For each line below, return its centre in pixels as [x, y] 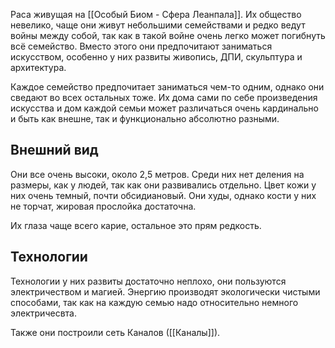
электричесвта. [43, 313]
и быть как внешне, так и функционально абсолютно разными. [145, 118]
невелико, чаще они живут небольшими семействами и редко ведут [158, 25]
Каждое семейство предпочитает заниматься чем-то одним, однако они [167, 87]
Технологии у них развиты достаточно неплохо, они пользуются [148, 281]
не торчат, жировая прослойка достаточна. [103, 206]
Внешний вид [54, 150]
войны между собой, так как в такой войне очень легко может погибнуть [168, 35]
